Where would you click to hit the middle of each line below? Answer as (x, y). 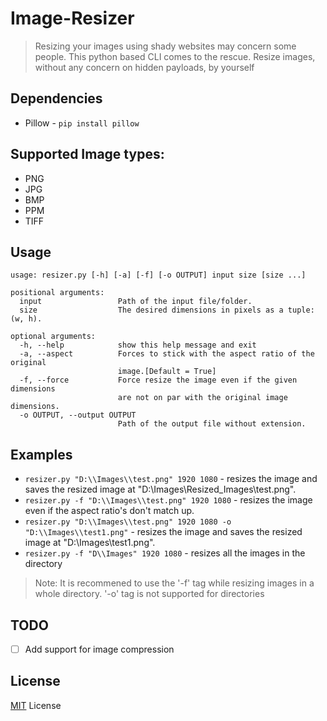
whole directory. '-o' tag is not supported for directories (149, 594)
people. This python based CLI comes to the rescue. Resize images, (175, 56)
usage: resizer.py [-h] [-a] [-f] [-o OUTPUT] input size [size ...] (158, 275)
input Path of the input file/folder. (136, 302)
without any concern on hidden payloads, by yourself (144, 67)
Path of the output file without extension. (212, 424)
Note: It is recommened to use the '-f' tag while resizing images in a (174, 583)
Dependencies (56, 98)
